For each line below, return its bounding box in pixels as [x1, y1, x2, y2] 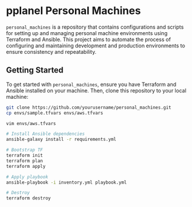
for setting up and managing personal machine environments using [6, 29, 168, 36]
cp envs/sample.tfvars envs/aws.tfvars [6, 110, 104, 116]
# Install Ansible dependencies [6, 131, 85, 137]
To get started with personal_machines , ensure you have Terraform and [6, 81, 177, 88]
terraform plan [6, 158, 43, 164]
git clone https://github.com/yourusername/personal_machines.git [6, 104, 172, 111]
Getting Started [6, 65, 64, 75]
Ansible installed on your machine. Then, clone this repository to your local [6, 87, 187, 94]
